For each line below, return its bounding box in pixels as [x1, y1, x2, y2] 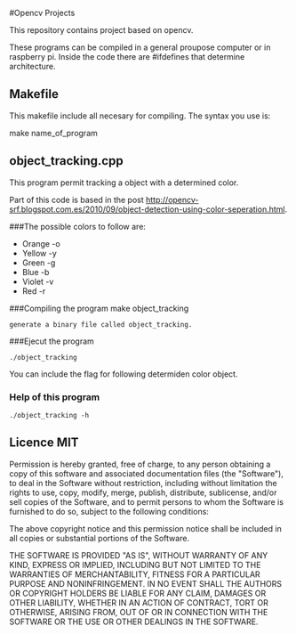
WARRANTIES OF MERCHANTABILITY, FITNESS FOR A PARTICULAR [9, 569, 260, 580]
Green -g [21, 257, 56, 268]
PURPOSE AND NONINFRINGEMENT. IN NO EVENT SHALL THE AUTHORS [9, 578, 283, 589]
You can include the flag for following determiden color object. [9, 369, 238, 379]
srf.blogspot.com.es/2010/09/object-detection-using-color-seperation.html [9, 204, 285, 215]
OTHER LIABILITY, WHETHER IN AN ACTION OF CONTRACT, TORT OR [9, 597, 268, 608]
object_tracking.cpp [9, 153, 124, 168]
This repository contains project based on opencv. [9, 25, 194, 35]
